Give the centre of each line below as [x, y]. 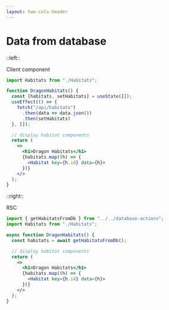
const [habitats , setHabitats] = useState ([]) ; [72, 97]
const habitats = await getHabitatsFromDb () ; [69, 240]
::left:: [13, 58]
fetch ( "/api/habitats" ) [47, 108]
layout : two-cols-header [37, 12]
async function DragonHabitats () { [50, 235]
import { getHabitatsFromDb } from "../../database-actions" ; [85, 219]
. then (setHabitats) [46, 119]
